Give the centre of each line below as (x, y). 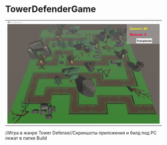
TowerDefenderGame (51, 9)
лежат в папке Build (26, 138)
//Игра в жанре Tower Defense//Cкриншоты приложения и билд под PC (81, 133)
